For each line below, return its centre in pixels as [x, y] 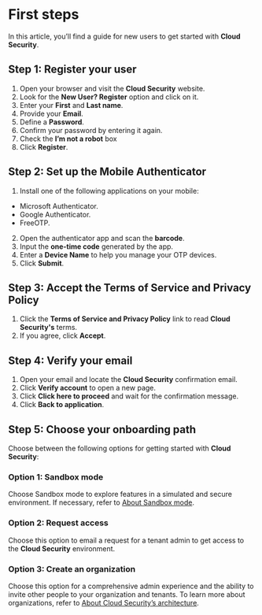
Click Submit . [42, 263]
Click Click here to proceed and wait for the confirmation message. [129, 396]
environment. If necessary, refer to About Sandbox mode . [101, 502]
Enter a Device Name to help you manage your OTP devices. [118, 254]
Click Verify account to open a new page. [87, 388]
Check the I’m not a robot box [68, 139]
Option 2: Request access [58, 523]
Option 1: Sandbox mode [56, 476]
